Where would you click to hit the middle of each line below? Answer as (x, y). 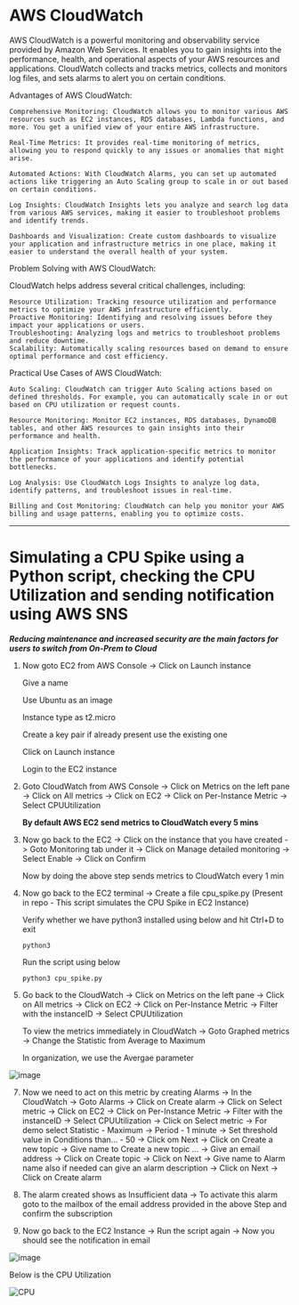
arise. (21, 158)
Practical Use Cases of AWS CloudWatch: (85, 373)
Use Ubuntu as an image (67, 700)
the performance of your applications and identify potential (127, 459)
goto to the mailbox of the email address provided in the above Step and (154, 1204)
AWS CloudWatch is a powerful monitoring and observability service (134, 40)
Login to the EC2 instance (69, 769)
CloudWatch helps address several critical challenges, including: (128, 285)
